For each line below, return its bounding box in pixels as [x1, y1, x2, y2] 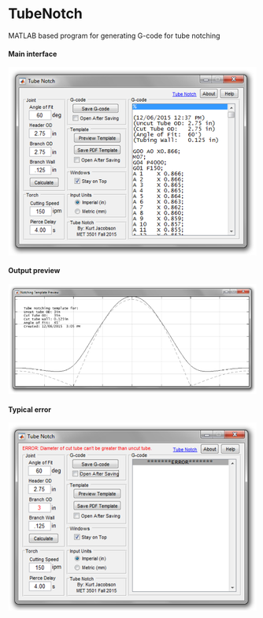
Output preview [8, 266, 61, 275]
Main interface [8, 49, 57, 58]
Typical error [8, 404, 51, 414]
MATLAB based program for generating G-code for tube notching [8, 31, 220, 40]
